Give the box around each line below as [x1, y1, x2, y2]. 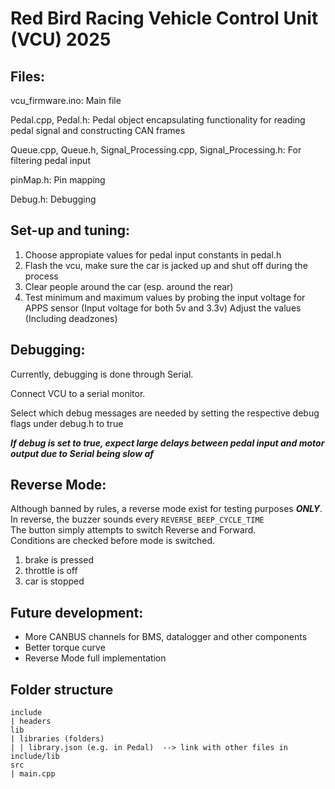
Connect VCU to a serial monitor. [10, 387, 146, 399]
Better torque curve [24, 642, 106, 654]
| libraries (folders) [10, 734, 105, 744]
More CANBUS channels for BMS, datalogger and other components [24, 631, 308, 643]
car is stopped [24, 575, 85, 587]
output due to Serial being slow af [10, 447, 154, 459]
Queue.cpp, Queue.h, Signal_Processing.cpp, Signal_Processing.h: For [10, 144, 302, 156]
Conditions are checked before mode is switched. [10, 535, 216, 547]
